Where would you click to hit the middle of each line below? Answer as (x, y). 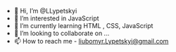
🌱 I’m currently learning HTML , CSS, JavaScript (83, 26)
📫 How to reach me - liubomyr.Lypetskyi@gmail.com (91, 41)
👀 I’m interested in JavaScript (57, 18)
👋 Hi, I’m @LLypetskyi (45, 11)
